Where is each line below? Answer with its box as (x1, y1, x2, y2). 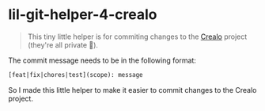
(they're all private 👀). (27, 40, 99, 49)
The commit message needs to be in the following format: (8, 55, 196, 65)
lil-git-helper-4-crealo (8, 6, 157, 24)
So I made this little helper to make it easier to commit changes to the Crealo (8, 85, 257, 94)
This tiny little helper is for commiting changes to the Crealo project (27, 32, 248, 41)
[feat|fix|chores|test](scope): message (8, 71, 144, 78)
